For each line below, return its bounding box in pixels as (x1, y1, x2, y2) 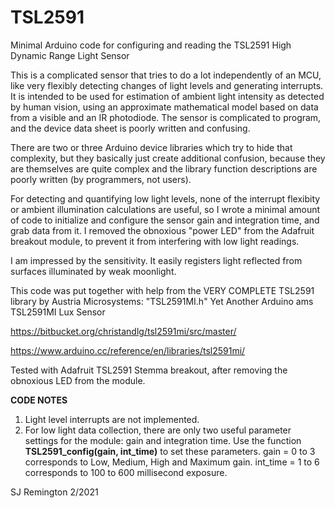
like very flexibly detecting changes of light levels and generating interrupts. (10, 79, 324, 91)
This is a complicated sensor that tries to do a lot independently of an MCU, (10, 69, 322, 81)
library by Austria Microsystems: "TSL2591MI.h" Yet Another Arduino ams (10, 295, 314, 307)
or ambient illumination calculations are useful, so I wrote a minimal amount (10, 203, 321, 215)
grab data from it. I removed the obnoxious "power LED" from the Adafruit (10, 224, 315, 236)
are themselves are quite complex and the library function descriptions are (10, 162, 318, 175)
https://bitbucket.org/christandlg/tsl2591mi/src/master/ (10, 325, 237, 337)
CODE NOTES (10, 394, 68, 406)
